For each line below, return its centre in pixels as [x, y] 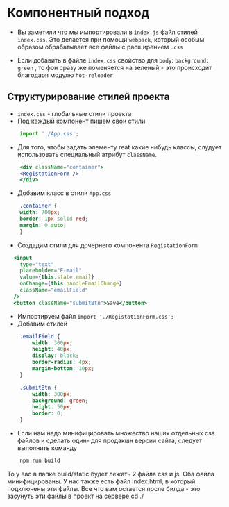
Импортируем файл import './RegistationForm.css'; [95, 316]
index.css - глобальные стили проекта [74, 113]
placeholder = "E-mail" [51, 271]
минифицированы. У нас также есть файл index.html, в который [101, 481]
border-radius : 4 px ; [62, 363]
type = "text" [37, 264]
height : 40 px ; [52, 349]
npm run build [40, 460]
